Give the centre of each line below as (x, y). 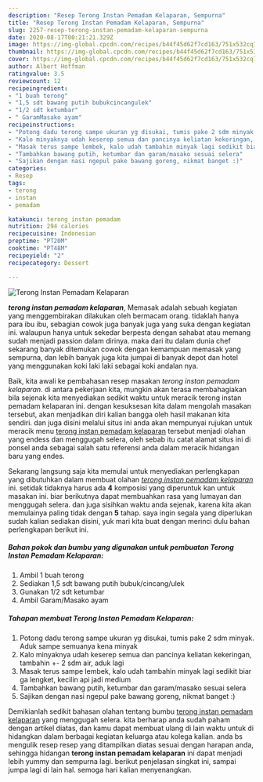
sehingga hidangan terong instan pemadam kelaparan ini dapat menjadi (125, 753)
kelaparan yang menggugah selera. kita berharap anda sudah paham (119, 720)
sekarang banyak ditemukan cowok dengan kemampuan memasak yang (124, 349)
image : (19, 45)
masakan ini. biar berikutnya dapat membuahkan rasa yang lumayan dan (125, 496)
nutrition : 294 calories (49, 227)
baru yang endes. (36, 456)
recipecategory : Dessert (49, 263)
